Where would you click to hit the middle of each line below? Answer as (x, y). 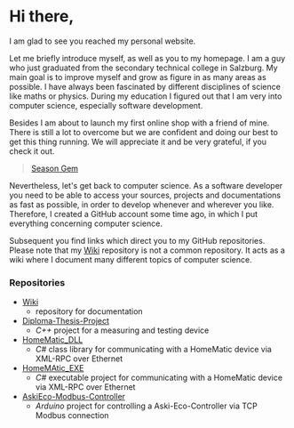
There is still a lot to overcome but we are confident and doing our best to (143, 132)
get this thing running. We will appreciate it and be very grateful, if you (138, 141)
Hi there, (42, 16)
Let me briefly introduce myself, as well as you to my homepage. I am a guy (147, 58)
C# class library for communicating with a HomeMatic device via (154, 350)
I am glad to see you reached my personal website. (103, 41)
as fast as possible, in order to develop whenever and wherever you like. (142, 204)
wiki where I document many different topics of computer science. (131, 259)
